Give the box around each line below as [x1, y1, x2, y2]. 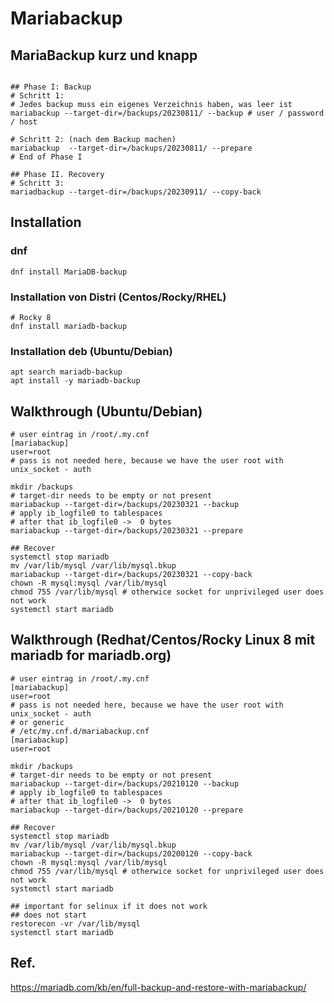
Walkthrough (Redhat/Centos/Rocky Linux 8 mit [10, 632, 316, 649]
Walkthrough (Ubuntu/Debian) [10, 403, 203, 420]
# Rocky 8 [10, 312, 52, 322]
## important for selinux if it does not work [10, 901, 208, 911]
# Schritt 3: [10, 178, 65, 188]
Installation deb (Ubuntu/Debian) [10, 344, 173, 358]
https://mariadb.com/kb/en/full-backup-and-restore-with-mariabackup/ [10, 981, 307, 993]
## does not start [10, 910, 87, 920]
